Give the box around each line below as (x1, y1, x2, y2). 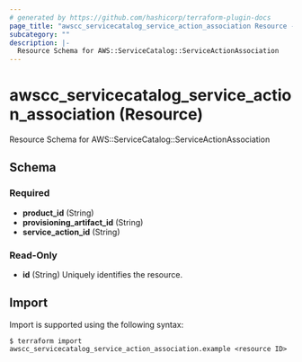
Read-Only (9, 249, 58, 261)
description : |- (9, 38, 70, 48)
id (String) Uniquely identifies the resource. (22, 269, 182, 280)
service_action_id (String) (22, 226, 120, 237)
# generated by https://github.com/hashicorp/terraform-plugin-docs (9, 13, 271, 22)
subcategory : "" (9, 30, 70, 39)
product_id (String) (22, 207, 94, 218)
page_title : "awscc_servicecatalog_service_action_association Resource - (9, 22, 296, 31)
